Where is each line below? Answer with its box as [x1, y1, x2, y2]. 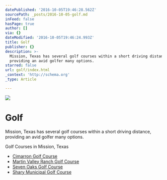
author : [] [5, 26, 28, 31]
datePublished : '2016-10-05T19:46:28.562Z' [5, 7, 97, 12]
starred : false [5, 63, 37, 68]
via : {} [5, 30, 21, 35]
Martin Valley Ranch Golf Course [12, 158, 80, 165]
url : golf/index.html [5, 68, 50, 73]
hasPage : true [5, 21, 35, 26]
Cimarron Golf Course [12, 153, 58, 159]
